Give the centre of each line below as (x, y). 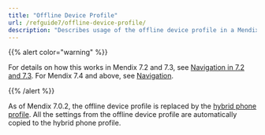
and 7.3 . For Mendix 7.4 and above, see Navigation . (91, 76)
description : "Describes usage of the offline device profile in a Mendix (134, 30)
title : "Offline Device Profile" (63, 15)
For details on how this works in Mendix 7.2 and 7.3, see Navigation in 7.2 (126, 67)
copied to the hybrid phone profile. (65, 123)
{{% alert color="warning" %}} (58, 53)
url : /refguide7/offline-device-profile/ (77, 23)
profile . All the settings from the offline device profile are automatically (123, 115)
